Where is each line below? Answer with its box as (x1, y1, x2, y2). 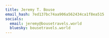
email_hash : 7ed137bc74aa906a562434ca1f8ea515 (5, 12, 104, 17)
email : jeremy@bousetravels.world (10, 21, 82, 26)
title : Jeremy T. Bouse (5, 7, 55, 12)
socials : (5, 16, 24, 21)
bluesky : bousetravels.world (10, 26, 71, 31)
